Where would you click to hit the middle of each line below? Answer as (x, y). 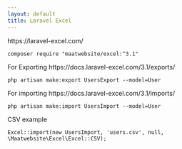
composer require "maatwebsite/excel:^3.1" (73, 54)
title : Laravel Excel (40, 21)
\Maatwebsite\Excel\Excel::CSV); (57, 138)
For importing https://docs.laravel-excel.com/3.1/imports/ (91, 93)
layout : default (31, 14)
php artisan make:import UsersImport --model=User (84, 106)
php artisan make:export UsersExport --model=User (84, 80)
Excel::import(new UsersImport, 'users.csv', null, (86, 132)
